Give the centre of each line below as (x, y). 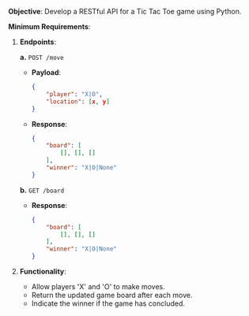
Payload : (46, 72)
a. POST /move (42, 57)
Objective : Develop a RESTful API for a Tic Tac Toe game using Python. (125, 11)
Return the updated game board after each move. (112, 295)
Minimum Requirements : (49, 26)
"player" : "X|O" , (74, 94)
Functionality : (43, 271)
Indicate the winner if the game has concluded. (108, 303)
